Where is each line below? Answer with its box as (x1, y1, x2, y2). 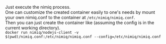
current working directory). (5, 25, 61, 31)
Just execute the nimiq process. (5, 4, 71, 10)
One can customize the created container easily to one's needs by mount (5, 9, 156, 15)
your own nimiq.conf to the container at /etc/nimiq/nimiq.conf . (5, 15, 135, 20)
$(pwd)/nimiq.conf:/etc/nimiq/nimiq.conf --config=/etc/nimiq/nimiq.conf (5, 34, 162, 39)
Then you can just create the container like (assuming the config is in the (5, 20, 155, 25)
